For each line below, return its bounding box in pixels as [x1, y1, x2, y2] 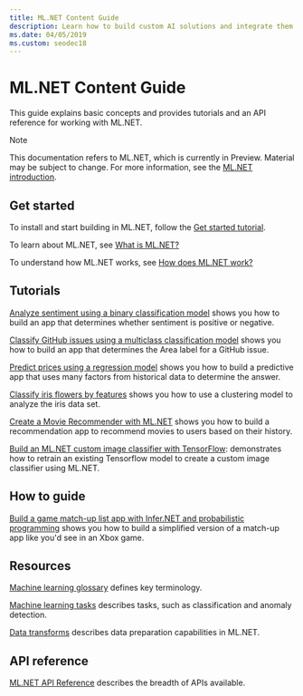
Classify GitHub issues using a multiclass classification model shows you [9, 334, 282, 345]
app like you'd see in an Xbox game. [9, 532, 145, 543]
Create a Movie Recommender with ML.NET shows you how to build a [9, 416, 270, 427]
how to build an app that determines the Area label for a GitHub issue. [9, 343, 270, 354]
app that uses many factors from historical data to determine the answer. [9, 371, 281, 382]
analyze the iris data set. [9, 398, 101, 409]
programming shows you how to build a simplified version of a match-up [9, 522, 280, 533]
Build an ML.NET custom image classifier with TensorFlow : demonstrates [9, 443, 282, 454]
